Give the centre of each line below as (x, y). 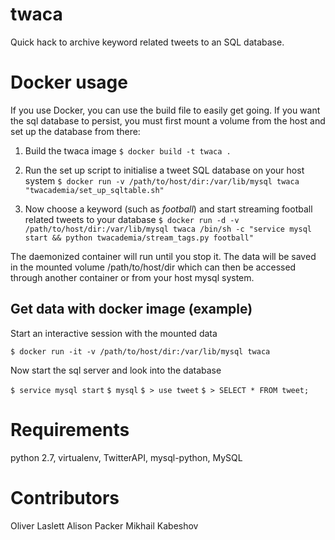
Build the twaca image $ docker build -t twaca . (128, 150)
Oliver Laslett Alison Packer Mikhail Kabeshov (104, 525)
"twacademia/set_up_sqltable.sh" (94, 190)
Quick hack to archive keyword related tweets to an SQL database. (147, 42)
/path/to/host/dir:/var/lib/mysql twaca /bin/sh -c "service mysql (168, 229)
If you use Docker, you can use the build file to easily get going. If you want (165, 110)
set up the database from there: (75, 131)
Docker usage (69, 82)
